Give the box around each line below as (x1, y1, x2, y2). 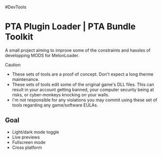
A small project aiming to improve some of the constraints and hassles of (5, 47, 151, 53)
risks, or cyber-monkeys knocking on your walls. (12, 92, 110, 97)
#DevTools (5, 4, 27, 10)
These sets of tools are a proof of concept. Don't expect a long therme (12, 71, 154, 77)
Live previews (12, 134, 40, 140)
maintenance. (12, 76, 40, 82)
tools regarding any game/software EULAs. (12, 102, 98, 108)
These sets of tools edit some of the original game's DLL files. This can (12, 81, 154, 87)
